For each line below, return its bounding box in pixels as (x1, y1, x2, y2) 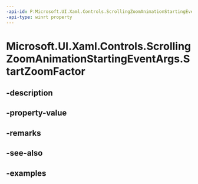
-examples (6, 168, 47, 178)
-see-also (6, 148, 43, 158)
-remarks (6, 128, 41, 138)
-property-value (6, 108, 67, 118)
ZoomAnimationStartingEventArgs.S (6, 52, 190, 65)
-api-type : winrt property (6, 14, 72, 20)
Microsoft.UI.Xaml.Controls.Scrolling (6, 40, 192, 53)
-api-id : (6, 8, 28, 15)
